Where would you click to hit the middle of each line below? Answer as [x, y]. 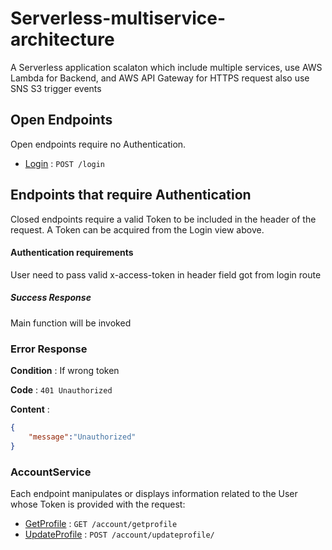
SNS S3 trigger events [56, 88]
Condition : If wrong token [65, 371]
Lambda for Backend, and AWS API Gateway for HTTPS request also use [160, 78]
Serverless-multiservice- [118, 18]
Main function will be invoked [71, 323]
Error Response [49, 349]
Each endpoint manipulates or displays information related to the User [154, 493]
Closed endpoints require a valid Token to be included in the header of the [163, 219]
